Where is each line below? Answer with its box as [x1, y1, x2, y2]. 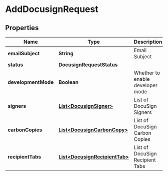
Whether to [133, 69, 160, 76]
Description [133, 39, 162, 45]
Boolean [58, 79, 79, 86]
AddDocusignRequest [5, 4, 98, 15]
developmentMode [7, 79, 54, 86]
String [58, 50, 74, 57]
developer [133, 82, 157, 89]
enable [133, 76, 150, 82]
